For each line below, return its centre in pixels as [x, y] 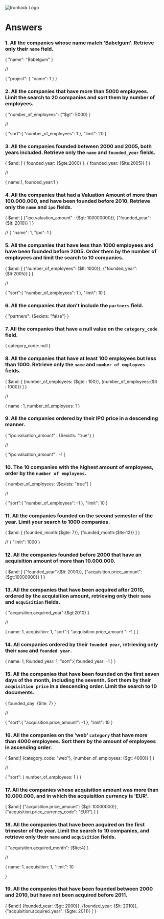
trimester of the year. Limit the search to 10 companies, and [77, 831]
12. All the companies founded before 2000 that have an [73, 555]
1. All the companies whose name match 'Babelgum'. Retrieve [80, 43]
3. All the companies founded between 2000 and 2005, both [78, 146]
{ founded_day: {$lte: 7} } [31, 703]
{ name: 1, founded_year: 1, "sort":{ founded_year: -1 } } [60, 661]
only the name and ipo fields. [39, 207]
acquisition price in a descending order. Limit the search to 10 [81, 686]
